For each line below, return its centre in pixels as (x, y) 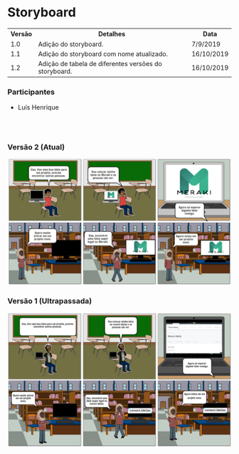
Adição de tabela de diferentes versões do (100, 64)
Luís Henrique (38, 107)
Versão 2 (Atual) (36, 147)
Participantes (31, 92)
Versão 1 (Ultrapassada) (50, 301)
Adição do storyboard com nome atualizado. (103, 53)
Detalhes (112, 34)
